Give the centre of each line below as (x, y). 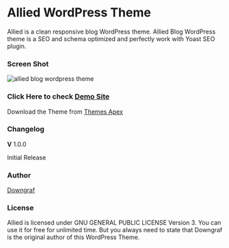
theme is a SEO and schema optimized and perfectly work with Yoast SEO (111, 38)
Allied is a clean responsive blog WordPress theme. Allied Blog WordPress (111, 32)
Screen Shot (28, 64)
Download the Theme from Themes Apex (65, 112)
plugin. (17, 46)
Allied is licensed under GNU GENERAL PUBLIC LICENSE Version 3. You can (114, 223)
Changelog (26, 129)
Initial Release (27, 157)
